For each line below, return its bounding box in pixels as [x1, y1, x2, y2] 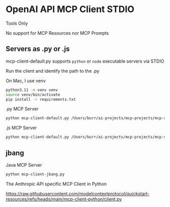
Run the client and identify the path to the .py [6, 68, 100, 74]
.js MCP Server [6, 125, 37, 131]
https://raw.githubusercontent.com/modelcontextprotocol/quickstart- [6, 190, 150, 196]
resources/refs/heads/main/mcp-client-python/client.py [6, 196, 122, 202]
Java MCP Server [6, 162, 42, 168]
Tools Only [6, 20, 28, 26]
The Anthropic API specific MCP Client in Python [6, 181, 107, 187]
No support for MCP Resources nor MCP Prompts [6, 30, 109, 36]
